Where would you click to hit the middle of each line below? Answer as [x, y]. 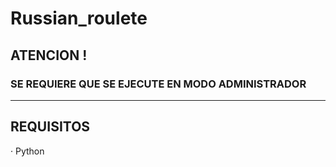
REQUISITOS [50, 127]
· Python [27, 151]
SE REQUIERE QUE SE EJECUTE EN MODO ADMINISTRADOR [158, 84]
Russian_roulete [79, 18]
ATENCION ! [49, 55]
